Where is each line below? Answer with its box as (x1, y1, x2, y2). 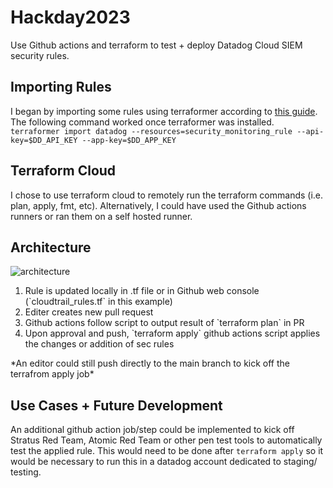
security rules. (10, 49, 70, 61)
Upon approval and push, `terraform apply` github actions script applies (24, 327, 321, 340)
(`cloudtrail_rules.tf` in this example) (24, 296, 173, 308)
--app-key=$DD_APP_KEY (81, 135, 177, 145)
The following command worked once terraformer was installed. (10, 116, 275, 128)
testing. (10, 466, 42, 478)
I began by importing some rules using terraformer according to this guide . (10, 105, 318, 117)
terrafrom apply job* (10, 368, 95, 380)
